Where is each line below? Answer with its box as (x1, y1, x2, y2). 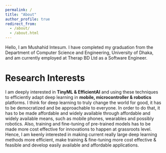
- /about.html (9, 30, 39, 35)
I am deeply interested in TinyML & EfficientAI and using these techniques (5, 88, 159, 95)
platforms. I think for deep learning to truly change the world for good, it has (5, 99, 162, 105)
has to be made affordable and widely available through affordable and (5, 110, 151, 116)
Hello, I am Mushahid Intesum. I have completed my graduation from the (5, 44, 154, 50)
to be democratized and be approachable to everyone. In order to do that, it (5, 104, 161, 110)
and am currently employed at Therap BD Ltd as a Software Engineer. (5, 55, 148, 60)
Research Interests (5, 72, 85, 84)
